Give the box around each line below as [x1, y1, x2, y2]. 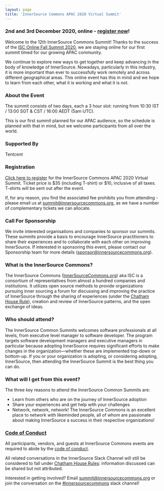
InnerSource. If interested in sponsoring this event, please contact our [5, 244, 146, 250]
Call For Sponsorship [5, 217, 56, 224]
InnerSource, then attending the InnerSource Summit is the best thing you [5, 358, 154, 364]
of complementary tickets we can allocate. [5, 205, 91, 211]
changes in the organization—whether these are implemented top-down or [5, 348, 156, 354]
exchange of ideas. [5, 304, 44, 310]
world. [5, 128, 18, 134]
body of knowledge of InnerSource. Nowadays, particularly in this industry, [5, 64, 157, 70]
